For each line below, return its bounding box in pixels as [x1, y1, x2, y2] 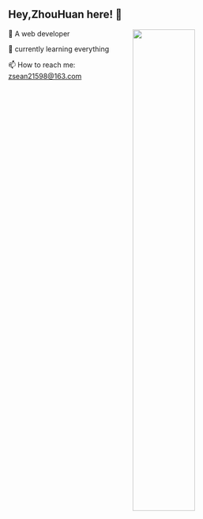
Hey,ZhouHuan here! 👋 [8, 8, 122, 21]
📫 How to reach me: [8, 60, 76, 70]
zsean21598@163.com [8, 71, 82, 81]
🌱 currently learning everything [8, 44, 110, 54]
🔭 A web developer [8, 28, 70, 38]
